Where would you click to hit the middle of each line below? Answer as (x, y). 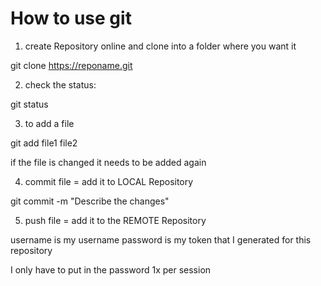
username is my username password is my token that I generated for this (161, 239)
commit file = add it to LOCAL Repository (109, 181)
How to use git (71, 18)
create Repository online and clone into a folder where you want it (160, 46)
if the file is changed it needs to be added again (108, 162)
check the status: (60, 84)
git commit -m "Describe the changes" (90, 201)
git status (29, 104)
